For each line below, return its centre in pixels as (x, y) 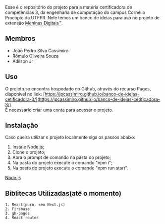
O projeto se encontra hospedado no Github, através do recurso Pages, (78, 88)
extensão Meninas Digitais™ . (34, 23)
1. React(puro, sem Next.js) (35, 205)
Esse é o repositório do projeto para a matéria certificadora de (69, 7)
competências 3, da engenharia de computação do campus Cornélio (75, 12)
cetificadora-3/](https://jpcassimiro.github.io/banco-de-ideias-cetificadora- (82, 99)
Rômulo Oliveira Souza (35, 56)
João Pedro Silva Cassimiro (40, 50)
